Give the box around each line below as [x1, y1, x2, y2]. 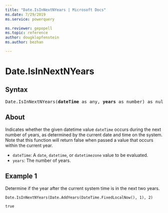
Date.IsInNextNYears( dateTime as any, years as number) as [5, 99, 153, 104]
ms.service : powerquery [5, 17, 55, 22]
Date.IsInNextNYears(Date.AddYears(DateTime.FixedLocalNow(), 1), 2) [5, 195, 153, 200]
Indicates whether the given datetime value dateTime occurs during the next [5, 126, 161, 132]
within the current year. [5, 142, 53, 148]
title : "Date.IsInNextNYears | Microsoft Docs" [5, 7, 106, 13]
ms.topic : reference [5, 31, 48, 36]
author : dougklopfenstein [5, 35, 59, 40]
